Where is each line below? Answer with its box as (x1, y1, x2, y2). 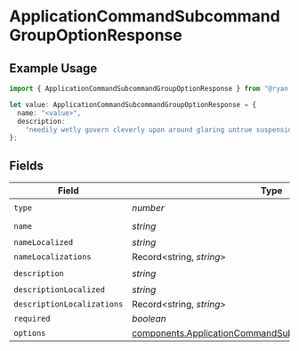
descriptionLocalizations (13, 299, 124, 309)
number (132, 201, 165, 214)
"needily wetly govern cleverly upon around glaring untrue (25, 125, 253, 135)
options (13, 328, 46, 339)
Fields (9, 158, 44, 173)
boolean (132, 313, 166, 325)
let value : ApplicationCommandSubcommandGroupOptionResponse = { (9, 100, 256, 109)
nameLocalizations (13, 252, 92, 262)
